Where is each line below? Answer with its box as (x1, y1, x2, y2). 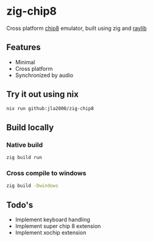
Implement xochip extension (15, 229, 87, 236)
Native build (6, 141, 43, 149)
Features (6, 42, 41, 53)
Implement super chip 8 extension (15, 222, 101, 230)
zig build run (6, 155, 43, 161)
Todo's (6, 200, 34, 210)
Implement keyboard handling (15, 216, 90, 223)
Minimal (15, 58, 35, 65)
